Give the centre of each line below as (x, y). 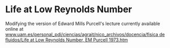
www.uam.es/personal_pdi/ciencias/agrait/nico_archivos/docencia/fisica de (85, 34)
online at (15, 29)
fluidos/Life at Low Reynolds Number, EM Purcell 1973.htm (67, 40)
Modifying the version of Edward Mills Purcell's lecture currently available (83, 23)
